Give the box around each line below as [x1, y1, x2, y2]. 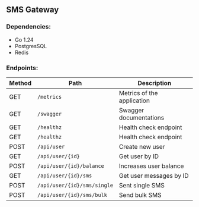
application [118, 96, 150, 105]
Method [9, 79, 32, 87]
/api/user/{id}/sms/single [37, 181, 114, 189]
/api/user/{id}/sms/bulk [37, 192, 108, 198]
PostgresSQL [14, 42, 47, 49]
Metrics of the [118, 89, 158, 97]
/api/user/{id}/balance [37, 162, 105, 169]
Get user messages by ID [118, 171, 189, 180]
